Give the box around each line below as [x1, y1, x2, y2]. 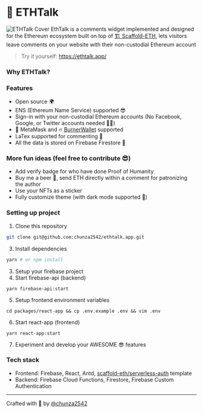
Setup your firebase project [14, 267, 83, 275]
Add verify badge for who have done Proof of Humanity [14, 168, 154, 175]
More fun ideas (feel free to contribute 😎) [6, 154, 131, 162]
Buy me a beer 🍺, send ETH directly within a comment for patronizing [14, 174, 188, 182]
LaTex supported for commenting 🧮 [14, 133, 103, 140]
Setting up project [6, 208, 60, 217]
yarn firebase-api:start [6, 286, 69, 292]
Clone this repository [14, 222, 68, 229]
